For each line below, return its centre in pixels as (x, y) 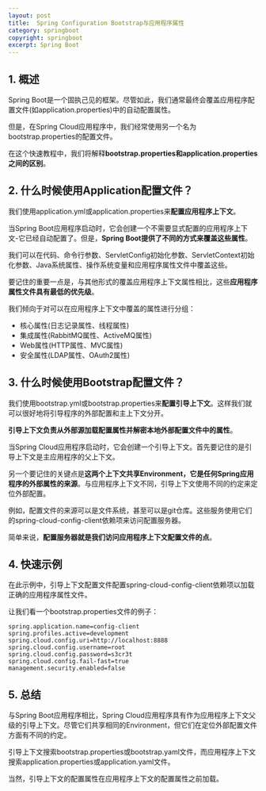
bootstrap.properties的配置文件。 (63, 136)
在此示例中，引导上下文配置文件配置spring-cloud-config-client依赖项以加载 (131, 585)
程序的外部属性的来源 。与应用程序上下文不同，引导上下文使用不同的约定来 (129, 483)
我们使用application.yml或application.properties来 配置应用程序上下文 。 (124, 211)
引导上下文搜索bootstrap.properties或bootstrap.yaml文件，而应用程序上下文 (132, 752)
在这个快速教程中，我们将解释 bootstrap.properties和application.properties (133, 153)
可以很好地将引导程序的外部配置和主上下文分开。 (88, 413)
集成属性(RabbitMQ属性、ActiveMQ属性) (86, 335)
